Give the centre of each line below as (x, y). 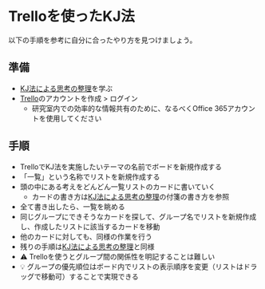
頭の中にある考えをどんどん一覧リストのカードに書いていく (117, 186)
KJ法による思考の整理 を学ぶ (66, 88)
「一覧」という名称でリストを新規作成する (90, 176)
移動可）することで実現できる (90, 276)
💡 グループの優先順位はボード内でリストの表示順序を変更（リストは (131, 266)
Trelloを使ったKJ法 (72, 16)
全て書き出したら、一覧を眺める (72, 206)
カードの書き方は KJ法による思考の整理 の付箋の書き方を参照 (131, 196)
